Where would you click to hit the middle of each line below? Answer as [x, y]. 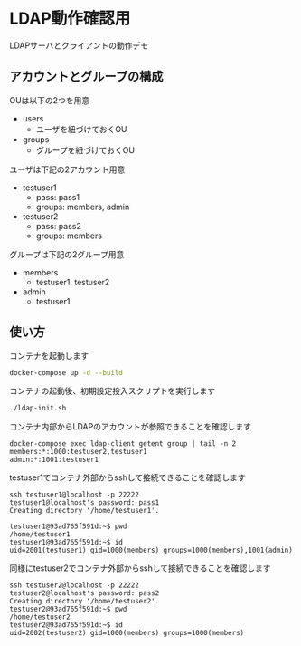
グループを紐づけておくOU [85, 149]
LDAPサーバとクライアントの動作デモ [79, 45]
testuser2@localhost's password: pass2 [85, 593]
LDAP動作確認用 [70, 19]
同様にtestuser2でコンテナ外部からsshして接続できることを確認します [140, 568]
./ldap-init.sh [38, 409]
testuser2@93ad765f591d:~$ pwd [68, 609]
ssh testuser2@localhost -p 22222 [75, 585]
